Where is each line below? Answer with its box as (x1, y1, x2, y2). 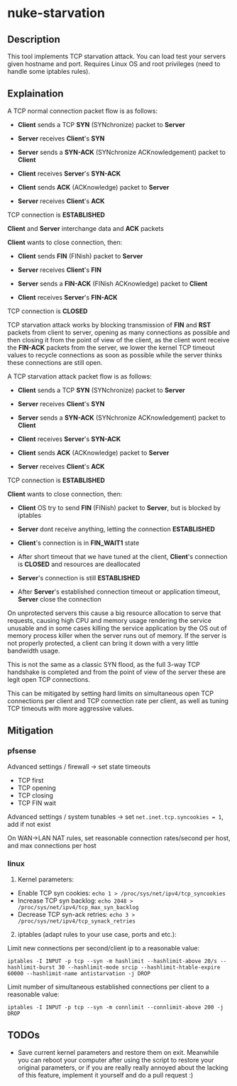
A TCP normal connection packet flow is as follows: (7, 107, 158, 115)
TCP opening (17, 783, 57, 792)
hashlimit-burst (7, 964, 55, 971)
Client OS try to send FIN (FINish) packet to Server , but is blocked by (17, 503, 221, 512)
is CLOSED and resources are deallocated (17, 560, 140, 568)
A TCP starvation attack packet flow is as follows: (7, 371, 153, 381)
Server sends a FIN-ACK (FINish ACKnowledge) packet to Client (17, 279, 208, 288)
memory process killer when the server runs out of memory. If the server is (7, 631, 227, 640)
